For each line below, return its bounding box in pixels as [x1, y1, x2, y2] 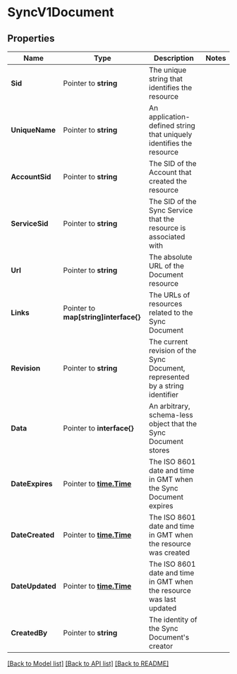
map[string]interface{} [63, 312, 141, 322]
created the [149, 176, 187, 186]
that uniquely [149, 130, 193, 139]
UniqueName [11, 125, 56, 135]
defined [149, 121, 175, 131]
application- [149, 112, 190, 121]
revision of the [149, 346, 197, 355]
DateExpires [11, 479, 53, 488]
